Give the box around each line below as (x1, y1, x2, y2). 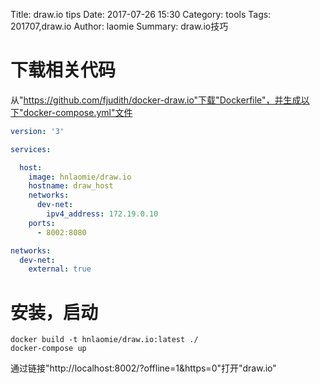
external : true (28, 264, 92, 274)
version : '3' (10, 126, 65, 136)
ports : (28, 218, 56, 228)
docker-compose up (10, 344, 87, 354)
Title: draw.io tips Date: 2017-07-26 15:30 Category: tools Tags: (10, 9, 272, 20)
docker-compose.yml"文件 (23, 106, 133, 118)
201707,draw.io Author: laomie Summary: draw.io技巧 (10, 20, 229, 32)
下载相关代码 (10, 59, 117, 82)
